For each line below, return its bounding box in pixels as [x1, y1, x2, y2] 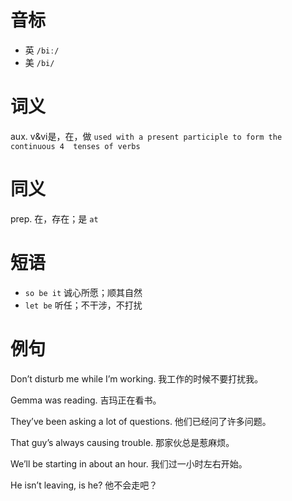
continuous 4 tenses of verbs [10, 141, 141, 151]
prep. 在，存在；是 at [10, 212, 99, 225]
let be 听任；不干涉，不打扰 [24, 299, 143, 311]
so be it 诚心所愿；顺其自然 [24, 286, 143, 298]
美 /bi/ [24, 56, 55, 68]
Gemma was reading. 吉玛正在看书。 [10, 394, 162, 406]
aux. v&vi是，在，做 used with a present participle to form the [10, 130, 283, 142]
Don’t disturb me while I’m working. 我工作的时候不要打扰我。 [10, 372, 264, 385]
